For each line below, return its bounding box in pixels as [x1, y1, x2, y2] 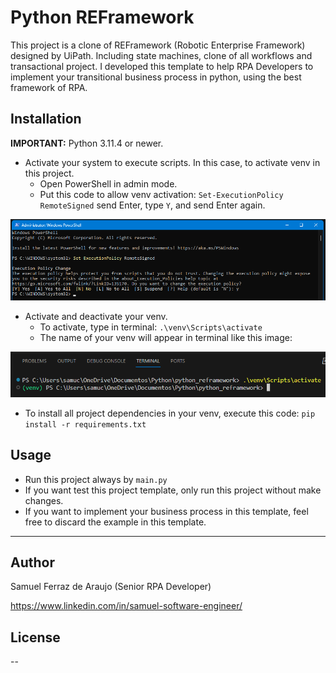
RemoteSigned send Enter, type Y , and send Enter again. [39, 199, 266, 211]
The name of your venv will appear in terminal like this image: [39, 331, 293, 343]
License [10, 629, 61, 646]
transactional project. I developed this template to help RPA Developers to [10, 60, 314, 72]
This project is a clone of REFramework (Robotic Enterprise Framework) [10, 39, 306, 51]
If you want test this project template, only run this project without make [24, 484, 322, 496]
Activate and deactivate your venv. [24, 310, 168, 322]
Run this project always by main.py [24, 473, 168, 485]
